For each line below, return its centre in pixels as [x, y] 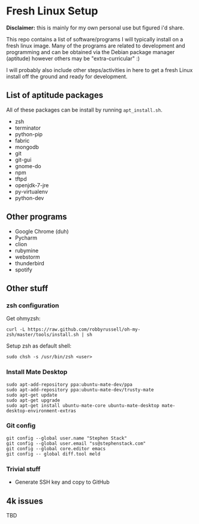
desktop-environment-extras [41, 411]
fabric [22, 140]
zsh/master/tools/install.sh [43, 335]
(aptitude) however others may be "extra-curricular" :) [73, 58]
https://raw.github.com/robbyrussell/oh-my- [84, 330]
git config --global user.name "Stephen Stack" [67, 438]
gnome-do [28, 166]
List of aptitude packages [55, 95]
